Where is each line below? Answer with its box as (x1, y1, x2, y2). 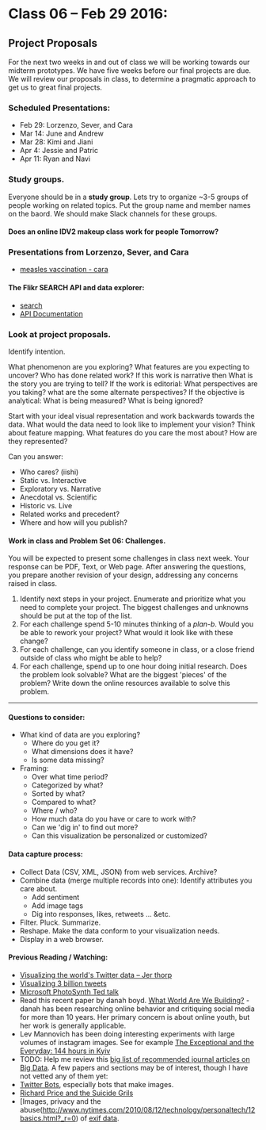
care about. (19, 883, 58, 893)
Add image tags (31, 901, 84, 910)
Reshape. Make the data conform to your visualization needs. (19, 925, 220, 936)
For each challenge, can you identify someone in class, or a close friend (19, 645, 255, 654)
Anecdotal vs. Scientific (19, 492, 97, 502)
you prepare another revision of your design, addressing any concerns (8, 570, 239, 580)
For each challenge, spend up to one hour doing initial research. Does (19, 661, 248, 671)
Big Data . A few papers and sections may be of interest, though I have (19, 1063, 249, 1072)
